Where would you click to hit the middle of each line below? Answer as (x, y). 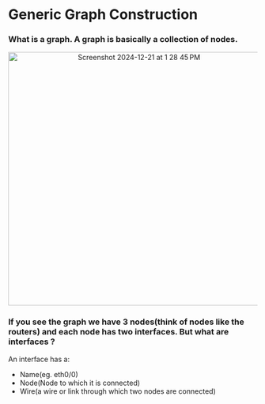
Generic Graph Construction (103, 15)
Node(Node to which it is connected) (80, 383)
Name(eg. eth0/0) (49, 374)
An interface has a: (39, 359)
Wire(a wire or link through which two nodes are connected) (117, 391)
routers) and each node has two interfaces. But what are (119, 332)
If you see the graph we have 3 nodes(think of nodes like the (127, 322)
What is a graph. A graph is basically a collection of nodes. (123, 40)
